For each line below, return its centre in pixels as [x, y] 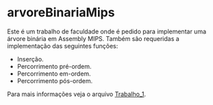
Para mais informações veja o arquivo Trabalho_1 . [77, 94]
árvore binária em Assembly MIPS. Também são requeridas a [93, 38]
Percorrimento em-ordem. [54, 74]
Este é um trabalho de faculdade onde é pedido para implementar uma [107, 31]
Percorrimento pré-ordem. [54, 66]
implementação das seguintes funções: [63, 46]
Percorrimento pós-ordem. [55, 80]
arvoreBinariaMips [61, 13]
